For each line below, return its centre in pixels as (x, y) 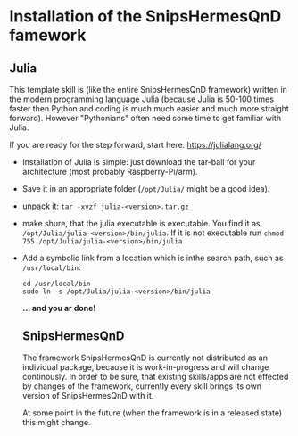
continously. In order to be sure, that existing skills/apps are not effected (155, 376)
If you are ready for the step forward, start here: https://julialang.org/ (135, 145)
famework (48, 35)
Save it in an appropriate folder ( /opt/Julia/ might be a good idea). (146, 189)
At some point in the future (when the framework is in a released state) (152, 413)
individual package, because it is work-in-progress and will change (145, 366)
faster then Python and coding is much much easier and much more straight (149, 108)
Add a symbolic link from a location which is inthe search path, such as (153, 258)
